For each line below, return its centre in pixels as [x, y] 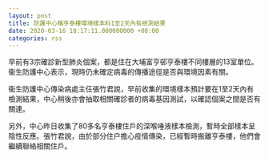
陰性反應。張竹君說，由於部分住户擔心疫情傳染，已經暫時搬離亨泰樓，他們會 [134, 136]
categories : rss [35, 38]
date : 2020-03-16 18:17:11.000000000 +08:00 [84, 30]
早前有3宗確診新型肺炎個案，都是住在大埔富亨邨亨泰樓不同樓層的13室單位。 [133, 62]
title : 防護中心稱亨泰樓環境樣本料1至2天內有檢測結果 [87, 23]
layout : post [30, 16]
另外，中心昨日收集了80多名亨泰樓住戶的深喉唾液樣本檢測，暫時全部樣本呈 [132, 126]
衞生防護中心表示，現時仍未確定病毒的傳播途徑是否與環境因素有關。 [120, 72]
